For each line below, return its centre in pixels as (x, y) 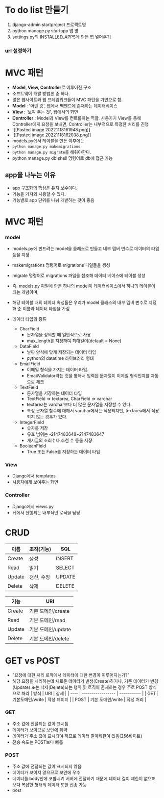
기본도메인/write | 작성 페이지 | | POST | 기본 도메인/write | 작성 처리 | (79, 699)
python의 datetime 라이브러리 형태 (60, 358)
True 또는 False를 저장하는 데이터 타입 (63, 452)
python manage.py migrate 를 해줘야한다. (52, 152)
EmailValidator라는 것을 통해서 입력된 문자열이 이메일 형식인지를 (88, 376)
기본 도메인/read (47, 620)
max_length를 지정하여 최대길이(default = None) (74, 341)
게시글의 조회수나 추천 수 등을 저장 (59, 440)
